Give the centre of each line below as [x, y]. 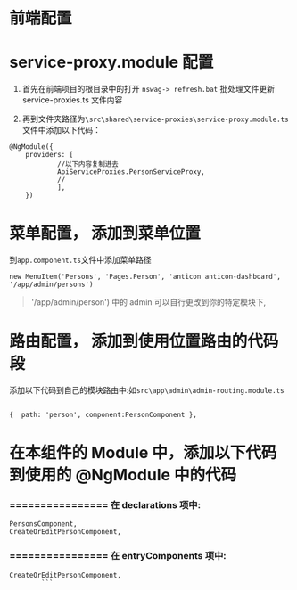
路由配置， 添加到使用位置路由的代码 [144, 342]
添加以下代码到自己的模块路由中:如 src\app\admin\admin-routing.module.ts [147, 390]
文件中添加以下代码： [61, 130]
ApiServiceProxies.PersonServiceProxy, [131, 172]
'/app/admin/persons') [51, 285]
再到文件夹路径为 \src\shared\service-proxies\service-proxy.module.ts [155, 119]
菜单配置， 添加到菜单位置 [105, 234]
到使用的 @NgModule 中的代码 [123, 475]
